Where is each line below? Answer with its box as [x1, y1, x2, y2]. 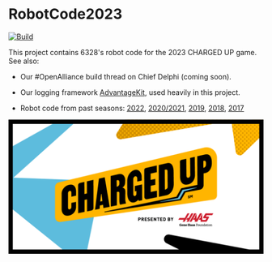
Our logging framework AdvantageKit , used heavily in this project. [19, 87, 240, 97]
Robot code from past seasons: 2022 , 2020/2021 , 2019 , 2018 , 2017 [19, 103, 244, 113]
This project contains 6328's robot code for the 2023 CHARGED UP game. [8, 47, 257, 57]
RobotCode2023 [8, 5, 123, 24]
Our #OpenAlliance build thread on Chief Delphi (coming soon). [19, 71, 232, 81]
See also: [8, 56, 40, 66]
